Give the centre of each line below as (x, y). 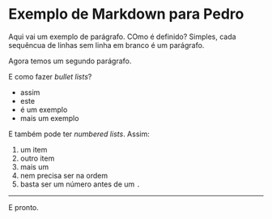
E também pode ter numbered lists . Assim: (79, 134)
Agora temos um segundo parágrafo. (70, 61)
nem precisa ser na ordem (64, 175)
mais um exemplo (49, 118)
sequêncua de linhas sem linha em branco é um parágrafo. (106, 45)
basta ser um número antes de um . (80, 184)
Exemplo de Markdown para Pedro (126, 14)
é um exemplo (44, 109)
